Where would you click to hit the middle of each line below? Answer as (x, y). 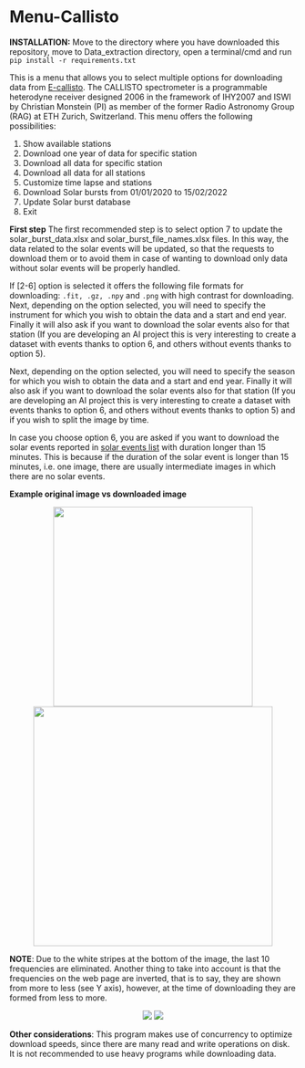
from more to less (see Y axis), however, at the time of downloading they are (152, 988)
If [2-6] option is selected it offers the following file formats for (127, 286)
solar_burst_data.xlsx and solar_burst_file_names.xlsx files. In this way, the (149, 238)
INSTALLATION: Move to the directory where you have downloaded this (145, 42)
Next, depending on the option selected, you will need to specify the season (152, 371)
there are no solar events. (57, 476)
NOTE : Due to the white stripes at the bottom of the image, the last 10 (140, 958)
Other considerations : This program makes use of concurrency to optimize (151, 1034)
